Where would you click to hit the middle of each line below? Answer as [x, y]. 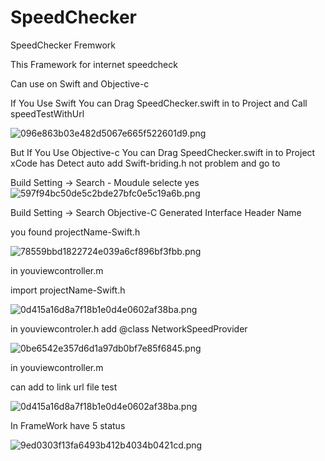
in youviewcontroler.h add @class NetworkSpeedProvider [129, 328]
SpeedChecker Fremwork [63, 45]
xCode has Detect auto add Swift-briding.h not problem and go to [145, 163]
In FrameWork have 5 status [68, 425]
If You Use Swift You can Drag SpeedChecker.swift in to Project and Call [159, 103]
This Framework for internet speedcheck [94, 64]
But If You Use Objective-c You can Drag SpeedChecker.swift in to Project [163, 152]
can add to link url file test [64, 387]
